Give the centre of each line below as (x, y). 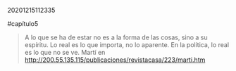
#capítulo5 (23, 24)
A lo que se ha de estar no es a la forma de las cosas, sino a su (116, 37)
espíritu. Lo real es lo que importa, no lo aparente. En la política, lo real (127, 45)
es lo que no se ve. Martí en (65, 52)
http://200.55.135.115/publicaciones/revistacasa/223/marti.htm (115, 60)
